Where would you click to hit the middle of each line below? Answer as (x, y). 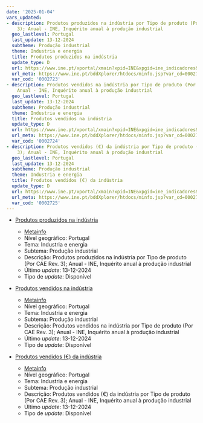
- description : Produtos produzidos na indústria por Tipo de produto (97, 23)
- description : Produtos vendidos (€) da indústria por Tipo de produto (100, 147)
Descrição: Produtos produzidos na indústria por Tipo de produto (105, 257)
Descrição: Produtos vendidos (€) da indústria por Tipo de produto (107, 394)
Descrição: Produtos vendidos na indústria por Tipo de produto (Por (108, 326)
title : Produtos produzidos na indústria (65, 57)
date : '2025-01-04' (31, 12)
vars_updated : (24, 18)
